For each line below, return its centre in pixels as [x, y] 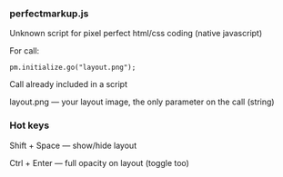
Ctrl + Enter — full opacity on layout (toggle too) [99, 162]
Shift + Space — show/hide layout [73, 145]
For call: [25, 51]
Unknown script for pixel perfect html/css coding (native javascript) [136, 34]
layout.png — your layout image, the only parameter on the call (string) [142, 102]
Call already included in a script [69, 84]
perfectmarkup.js [49, 14]
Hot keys [30, 125]
